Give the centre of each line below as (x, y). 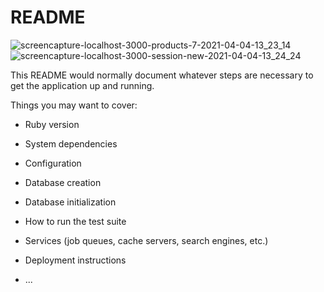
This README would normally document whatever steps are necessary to (162, 75)
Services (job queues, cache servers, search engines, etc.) (146, 240)
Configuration (53, 163)
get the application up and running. (82, 85)
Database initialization (70, 202)
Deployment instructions (75, 260)
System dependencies (71, 143)
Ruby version (52, 124)
